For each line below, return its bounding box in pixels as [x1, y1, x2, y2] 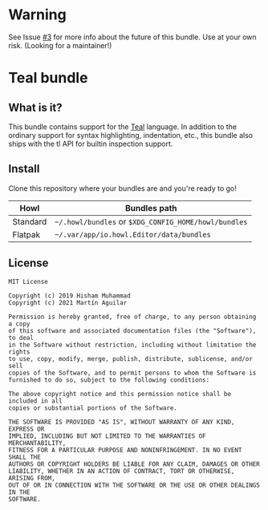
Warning [8, 6, 67, 24]
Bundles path [124, 202, 178, 213]
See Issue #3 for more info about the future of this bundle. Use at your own [8, 32, 257, 42]
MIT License [8, 277, 48, 285]
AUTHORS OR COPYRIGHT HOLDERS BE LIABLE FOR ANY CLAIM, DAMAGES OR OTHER [8, 459, 261, 468]
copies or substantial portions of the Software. [8, 403, 178, 412]
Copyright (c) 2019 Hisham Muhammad [8, 291, 131, 300]
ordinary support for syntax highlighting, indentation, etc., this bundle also [8, 130, 254, 140]
